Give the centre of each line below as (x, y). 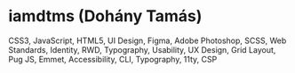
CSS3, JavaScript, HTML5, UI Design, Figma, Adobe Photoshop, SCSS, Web (147, 40)
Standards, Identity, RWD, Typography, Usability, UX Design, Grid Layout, (142, 49)
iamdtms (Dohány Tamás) (105, 16)
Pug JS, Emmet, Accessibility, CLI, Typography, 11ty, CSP (113, 59)
